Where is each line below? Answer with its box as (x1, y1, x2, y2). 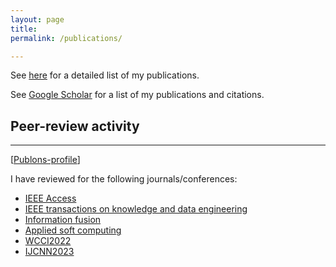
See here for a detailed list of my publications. (10, 69, 200, 81)
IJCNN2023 (24, 246, 75, 258)
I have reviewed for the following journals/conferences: (10, 173, 238, 185)
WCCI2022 (24, 235, 72, 247)
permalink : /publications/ (10, 33, 123, 43)
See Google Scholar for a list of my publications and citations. (10, 89, 265, 101)
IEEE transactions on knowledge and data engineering (24, 203, 248, 215)
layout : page (10, 14, 65, 25)
